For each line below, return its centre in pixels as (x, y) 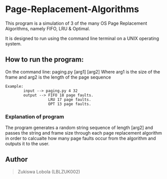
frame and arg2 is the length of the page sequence (58, 77)
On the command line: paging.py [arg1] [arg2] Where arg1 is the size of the (83, 72)
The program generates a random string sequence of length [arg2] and (79, 128)
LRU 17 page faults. (70, 99)
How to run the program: (45, 60)
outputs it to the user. (27, 144)
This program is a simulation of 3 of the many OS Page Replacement (76, 23)
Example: (14, 86)
